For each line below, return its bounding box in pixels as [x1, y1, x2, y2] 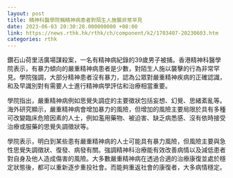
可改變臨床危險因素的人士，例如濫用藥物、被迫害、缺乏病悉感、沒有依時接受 [7, 114, 226, 122]
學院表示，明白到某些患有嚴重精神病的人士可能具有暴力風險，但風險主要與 [7, 137, 220, 145]
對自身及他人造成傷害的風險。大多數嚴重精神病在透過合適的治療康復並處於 [7, 154, 220, 163]
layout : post [7, 10, 45, 17]
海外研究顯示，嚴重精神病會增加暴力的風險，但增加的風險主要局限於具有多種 [7, 105, 226, 114]
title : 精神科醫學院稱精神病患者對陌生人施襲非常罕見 [7, 17, 143, 24]
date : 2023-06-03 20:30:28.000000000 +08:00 [7, 23, 138, 30]
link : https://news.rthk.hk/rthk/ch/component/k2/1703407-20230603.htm [7, 29, 218, 37]
